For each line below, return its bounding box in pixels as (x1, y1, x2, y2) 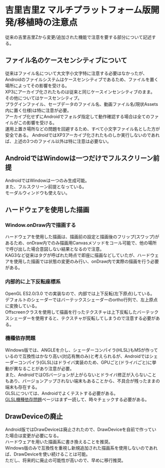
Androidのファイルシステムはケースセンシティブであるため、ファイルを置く (5, 76, 159, 82)
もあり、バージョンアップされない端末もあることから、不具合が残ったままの (5, 378, 160, 383)
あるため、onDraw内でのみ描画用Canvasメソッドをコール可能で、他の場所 (5, 240, 157, 246)
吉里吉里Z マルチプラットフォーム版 (5, 4, 151, 16)
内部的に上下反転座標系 (5, 278, 61, 285)
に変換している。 (5, 302, 40, 309)
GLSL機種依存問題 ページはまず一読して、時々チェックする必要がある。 (5, 396, 149, 402)
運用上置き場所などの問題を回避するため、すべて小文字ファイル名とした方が (5, 126, 160, 131)
